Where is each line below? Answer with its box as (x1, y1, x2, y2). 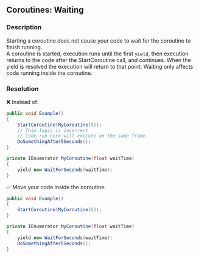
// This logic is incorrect (17, 127, 88, 133)
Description (6, 23, 42, 32)
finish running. (6, 43, 43, 51)
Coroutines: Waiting (6, 5, 84, 15)
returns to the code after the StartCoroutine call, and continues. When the (6, 56, 192, 63)
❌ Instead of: (6, 98, 39, 105)
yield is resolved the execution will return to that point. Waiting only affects (6, 63, 194, 70)
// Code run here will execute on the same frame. (17, 133, 148, 139)
